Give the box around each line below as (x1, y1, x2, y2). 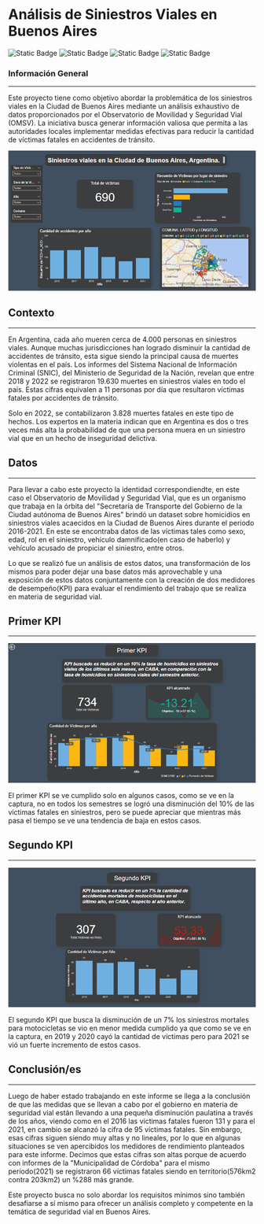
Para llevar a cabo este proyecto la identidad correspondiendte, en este (8, 484, 240, 494)
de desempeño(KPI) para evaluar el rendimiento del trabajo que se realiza (8, 583, 247, 593)
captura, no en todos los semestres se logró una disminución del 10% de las (8, 799, 255, 808)
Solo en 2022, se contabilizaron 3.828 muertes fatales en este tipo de (8, 408, 234, 418)
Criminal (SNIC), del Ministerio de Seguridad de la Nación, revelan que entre (8, 368, 255, 377)
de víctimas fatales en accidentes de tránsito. (8, 135, 156, 145)
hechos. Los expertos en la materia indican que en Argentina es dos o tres (8, 416, 249, 426)
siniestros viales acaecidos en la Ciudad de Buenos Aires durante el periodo (8, 518, 255, 527)
